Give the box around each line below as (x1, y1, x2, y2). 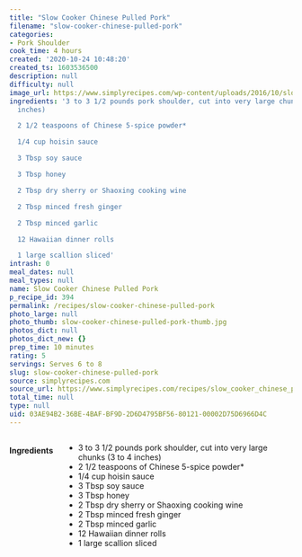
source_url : (9, 385, 54, 393)
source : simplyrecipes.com (9, 376, 111, 385)
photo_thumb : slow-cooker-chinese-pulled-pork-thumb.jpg (9, 318, 227, 327)
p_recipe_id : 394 (9, 293, 75, 302)
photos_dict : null (9, 326, 78, 335)
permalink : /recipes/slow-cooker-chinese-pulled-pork (9, 301, 216, 310)
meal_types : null (9, 276, 75, 285)
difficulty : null (9, 80, 75, 89)
